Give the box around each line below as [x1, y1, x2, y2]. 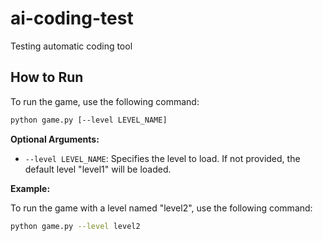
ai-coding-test [10, 7, 134, 30]
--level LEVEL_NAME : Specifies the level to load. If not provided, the [24, 152, 301, 164]
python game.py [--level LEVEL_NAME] [10, 115, 168, 125]
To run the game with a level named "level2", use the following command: [10, 202, 313, 214]
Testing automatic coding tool [10, 40, 133, 52]
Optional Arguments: [10, 133, 100, 145]
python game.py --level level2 [10, 221, 141, 231]
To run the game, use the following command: [10, 95, 200, 107]
